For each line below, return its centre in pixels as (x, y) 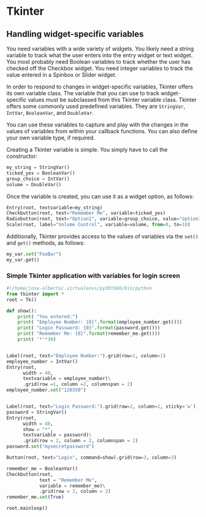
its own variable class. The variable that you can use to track (83, 93)
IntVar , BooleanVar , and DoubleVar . (50, 113)
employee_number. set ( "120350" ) (46, 390)
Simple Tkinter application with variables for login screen (93, 276)
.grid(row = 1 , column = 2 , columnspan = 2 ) (78, 384)
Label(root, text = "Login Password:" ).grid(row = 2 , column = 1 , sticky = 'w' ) (101, 406)
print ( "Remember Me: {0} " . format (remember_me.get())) (89, 334)
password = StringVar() (37, 412)
